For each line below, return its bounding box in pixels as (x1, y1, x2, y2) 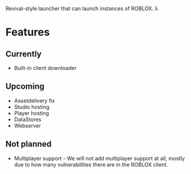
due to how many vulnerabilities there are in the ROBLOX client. (14, 161, 169, 168)
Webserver (14, 122, 41, 129)
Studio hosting (14, 103, 50, 111)
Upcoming (5, 82, 45, 92)
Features (5, 26, 50, 39)
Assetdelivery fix (14, 97, 55, 104)
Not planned (5, 139, 52, 149)
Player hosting (14, 109, 50, 116)
